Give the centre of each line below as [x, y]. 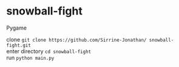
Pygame [17, 28]
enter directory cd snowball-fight [49, 51]
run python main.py [30, 57]
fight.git [19, 45]
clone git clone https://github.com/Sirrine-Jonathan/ [76, 39]
